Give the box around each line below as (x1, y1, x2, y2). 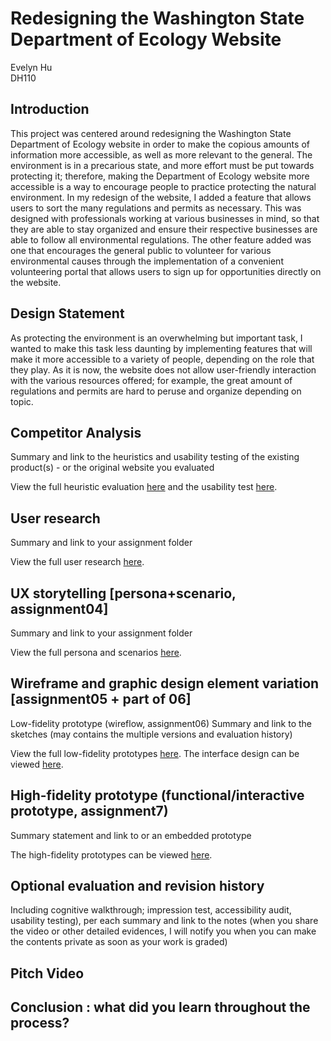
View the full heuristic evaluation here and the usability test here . (10, 481, 278, 493)
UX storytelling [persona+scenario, (10, 585, 237, 602)
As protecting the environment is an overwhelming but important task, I (10, 332, 303, 344)
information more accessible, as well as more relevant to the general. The (10, 148, 313, 161)
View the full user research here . (10, 556, 145, 568)
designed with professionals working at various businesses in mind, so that (10, 212, 320, 224)
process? (10, 1015, 70, 1032)
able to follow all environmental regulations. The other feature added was (10, 233, 312, 246)
